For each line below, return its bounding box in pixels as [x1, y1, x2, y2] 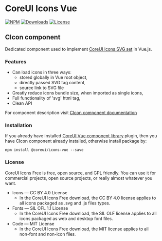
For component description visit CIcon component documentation [5, 110, 137, 116]
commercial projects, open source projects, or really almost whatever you [5, 175, 153, 181]
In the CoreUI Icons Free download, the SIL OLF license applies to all [19, 210, 157, 216]
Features [5, 58, 27, 65]
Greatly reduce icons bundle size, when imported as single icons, [12, 90, 144, 96]
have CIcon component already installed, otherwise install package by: [5, 138, 147, 144]
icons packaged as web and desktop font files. [19, 215, 113, 222]
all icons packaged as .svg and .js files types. [19, 200, 110, 206]
